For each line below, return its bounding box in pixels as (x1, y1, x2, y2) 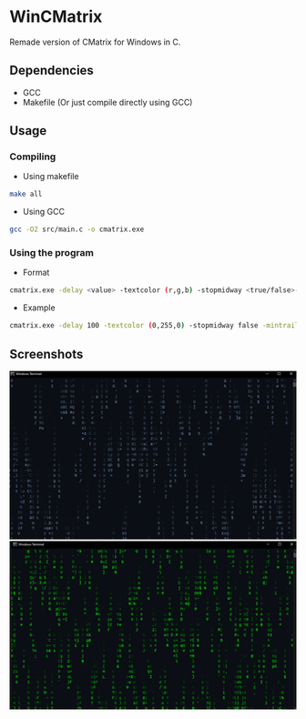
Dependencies (9, 63, 94, 78)
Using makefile (22, 171, 79, 182)
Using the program (9, 247, 94, 259)
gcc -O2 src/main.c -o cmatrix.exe (9, 225, 145, 234)
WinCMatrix (9, 6, 103, 27)
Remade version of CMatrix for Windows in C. (9, 36, 181, 47)
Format (22, 267, 50, 278)
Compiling (9, 150, 56, 163)
